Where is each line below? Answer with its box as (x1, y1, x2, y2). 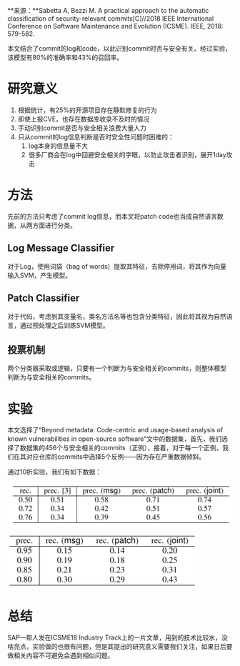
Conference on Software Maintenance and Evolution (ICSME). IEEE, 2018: (7, 22, 224, 30)
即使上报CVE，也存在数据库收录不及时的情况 (17, 114, 150, 123)
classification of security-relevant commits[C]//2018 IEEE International (7, 14, 214, 23)
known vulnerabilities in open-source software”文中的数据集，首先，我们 (7, 434, 222, 443)
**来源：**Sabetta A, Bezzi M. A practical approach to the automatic (7, 6, 209, 14)
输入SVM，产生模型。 (7, 271, 72, 279)
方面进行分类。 (31, 221, 76, 229)
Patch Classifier (7, 292, 80, 304)
